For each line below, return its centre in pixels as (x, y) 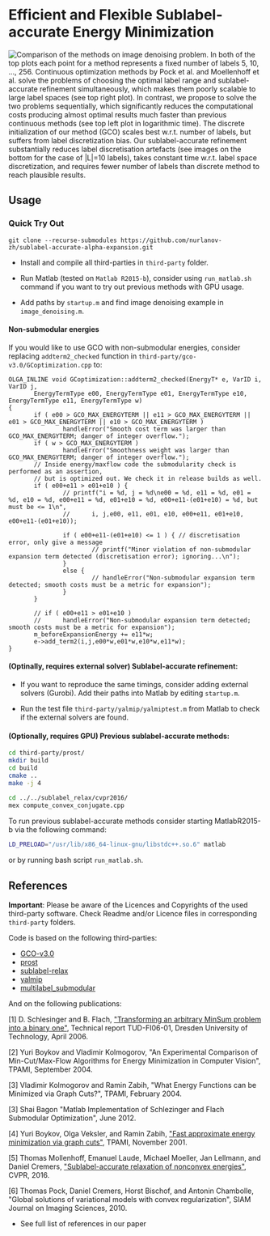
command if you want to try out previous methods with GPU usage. (132, 287)
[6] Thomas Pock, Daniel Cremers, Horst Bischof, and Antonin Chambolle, (131, 1191)
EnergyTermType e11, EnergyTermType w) (76, 401)
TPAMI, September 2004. (51, 1069)
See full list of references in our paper (83, 1223)
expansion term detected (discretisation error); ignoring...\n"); (124, 556)
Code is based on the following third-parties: (83, 937)
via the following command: (61, 830)
